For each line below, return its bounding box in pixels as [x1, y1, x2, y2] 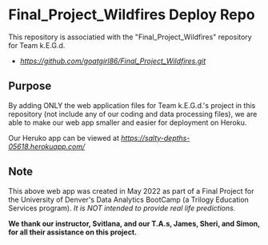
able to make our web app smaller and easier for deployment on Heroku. [8, 118, 247, 127]
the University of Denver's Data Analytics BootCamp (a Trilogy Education [8, 195, 250, 204]
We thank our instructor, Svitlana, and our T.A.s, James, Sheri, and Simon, [8, 219, 260, 228]
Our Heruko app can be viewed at [8, 133, 120, 143]
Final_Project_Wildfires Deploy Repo [8, 6, 255, 24]
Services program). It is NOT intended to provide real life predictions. [8, 203, 236, 213]
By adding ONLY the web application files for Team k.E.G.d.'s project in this [8, 100, 256, 110]
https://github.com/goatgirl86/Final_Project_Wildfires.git [19, 56, 206, 66]
